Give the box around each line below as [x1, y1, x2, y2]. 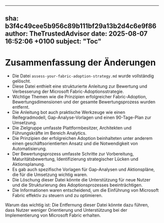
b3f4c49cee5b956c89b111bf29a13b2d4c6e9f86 [5, 22, 157, 30]
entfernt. [12, 104, 30, 110]
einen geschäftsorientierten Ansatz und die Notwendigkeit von [12, 140, 138, 147]
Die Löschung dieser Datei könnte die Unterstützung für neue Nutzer [12, 177, 151, 183]
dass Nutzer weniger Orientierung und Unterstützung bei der [5, 207, 128, 213]
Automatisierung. [12, 146, 47, 152]
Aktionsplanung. [12, 161, 45, 167]
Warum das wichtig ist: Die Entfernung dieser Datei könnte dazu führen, [5, 202, 149, 208]
